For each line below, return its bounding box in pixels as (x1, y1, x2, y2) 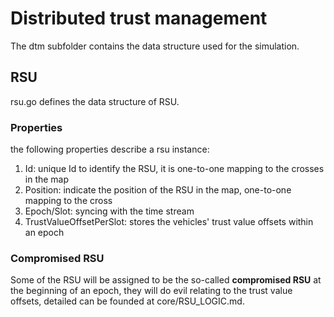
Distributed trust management (10, 7, 268, 30)
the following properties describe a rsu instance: (10, 143, 210, 156)
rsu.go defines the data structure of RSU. (10, 95, 180, 107)
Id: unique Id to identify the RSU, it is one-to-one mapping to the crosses (24, 163, 325, 175)
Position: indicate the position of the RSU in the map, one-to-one (24, 184, 292, 196)
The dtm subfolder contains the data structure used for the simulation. (10, 40, 300, 52)
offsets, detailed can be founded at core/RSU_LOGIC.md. (10, 295, 245, 307)
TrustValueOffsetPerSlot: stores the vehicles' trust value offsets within (24, 216, 314, 228)
